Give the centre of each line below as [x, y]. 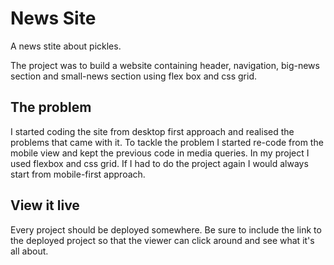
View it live [45, 205]
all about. [29, 251]
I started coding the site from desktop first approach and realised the [152, 131]
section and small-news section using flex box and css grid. [134, 76]
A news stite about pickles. [66, 46]
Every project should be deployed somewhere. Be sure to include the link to [166, 229]
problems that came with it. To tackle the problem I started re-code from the [167, 142]
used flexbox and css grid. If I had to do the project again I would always [159, 163]
